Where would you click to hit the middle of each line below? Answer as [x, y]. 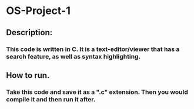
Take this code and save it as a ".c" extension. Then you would [97, 92]
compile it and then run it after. [51, 99]
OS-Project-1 [38, 11]
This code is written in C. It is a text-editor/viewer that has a [93, 49]
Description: [29, 33]
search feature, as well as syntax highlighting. [73, 56]
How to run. [28, 75]
